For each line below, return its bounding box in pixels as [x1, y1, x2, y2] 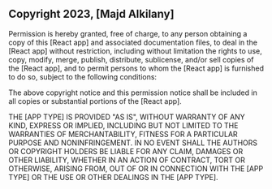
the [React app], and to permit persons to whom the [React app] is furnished [8, 63, 264, 73]
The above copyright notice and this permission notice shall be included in [8, 88, 257, 97]
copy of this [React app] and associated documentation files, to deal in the [8, 37, 258, 47]
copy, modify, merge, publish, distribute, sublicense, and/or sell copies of [8, 54, 254, 64]
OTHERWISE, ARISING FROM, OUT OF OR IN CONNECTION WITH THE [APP [8, 163, 264, 174]
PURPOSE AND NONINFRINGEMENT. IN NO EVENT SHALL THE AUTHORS [8, 138, 258, 148]
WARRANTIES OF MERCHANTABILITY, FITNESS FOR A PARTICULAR [8, 129, 238, 139]
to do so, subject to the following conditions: [8, 71, 157, 81]
